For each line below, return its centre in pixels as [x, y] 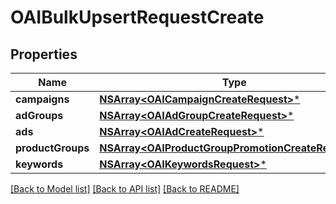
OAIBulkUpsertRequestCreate [137, 17]
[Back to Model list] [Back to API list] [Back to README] [125, 189]
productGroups [52, 148]
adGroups [39, 115]
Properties [44, 54]
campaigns [42, 99]
